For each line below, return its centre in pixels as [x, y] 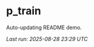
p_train [24, 11]
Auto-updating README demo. [44, 27]
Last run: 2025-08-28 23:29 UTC [47, 39]
